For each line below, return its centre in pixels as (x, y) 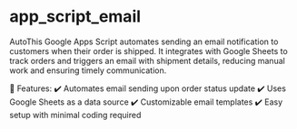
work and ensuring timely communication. (88, 70)
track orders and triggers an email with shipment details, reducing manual (148, 60)
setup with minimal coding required (75, 115)
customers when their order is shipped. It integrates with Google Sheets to (148, 51)
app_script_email (75, 17)
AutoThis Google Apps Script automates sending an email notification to (144, 41)
